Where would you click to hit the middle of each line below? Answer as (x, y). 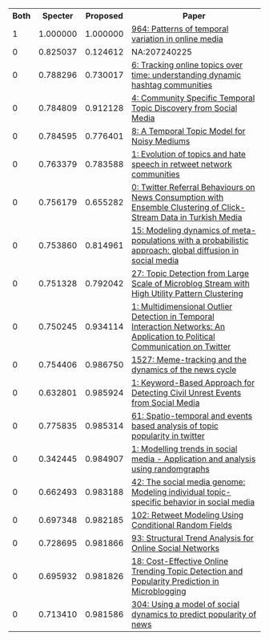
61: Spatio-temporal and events (192, 416)
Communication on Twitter (181, 346)
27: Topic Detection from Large (191, 273)
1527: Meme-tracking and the (189, 360)
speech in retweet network (182, 164)
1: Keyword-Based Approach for (193, 383)
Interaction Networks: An (179, 326)
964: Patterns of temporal (180, 29)
